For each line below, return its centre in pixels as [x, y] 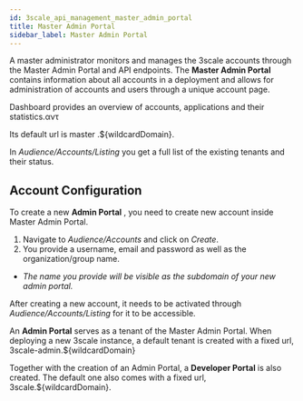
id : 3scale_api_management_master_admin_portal [101, 18]
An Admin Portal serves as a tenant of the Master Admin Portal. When [141, 331]
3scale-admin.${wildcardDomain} [73, 350]
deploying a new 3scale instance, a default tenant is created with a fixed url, [152, 341]
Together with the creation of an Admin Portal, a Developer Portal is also [146, 368]
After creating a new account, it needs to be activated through [126, 304]
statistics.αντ [34, 117]
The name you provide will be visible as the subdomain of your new [149, 276]
